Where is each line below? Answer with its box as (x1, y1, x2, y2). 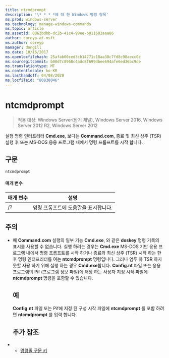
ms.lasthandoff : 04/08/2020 (5, 73, 65, 78)
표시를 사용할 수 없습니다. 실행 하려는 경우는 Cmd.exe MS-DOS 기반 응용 (12, 243, 158, 250)
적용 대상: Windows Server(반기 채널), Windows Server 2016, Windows (17, 116, 163, 123)
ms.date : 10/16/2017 (5, 49, 49, 54)
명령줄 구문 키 (20, 347, 47, 353)
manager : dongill (5, 45, 42, 50)
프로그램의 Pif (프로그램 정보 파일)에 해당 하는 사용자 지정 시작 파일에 (12, 268, 148, 275)
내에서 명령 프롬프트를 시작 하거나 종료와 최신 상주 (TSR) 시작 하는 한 (26, 250, 161, 256)
